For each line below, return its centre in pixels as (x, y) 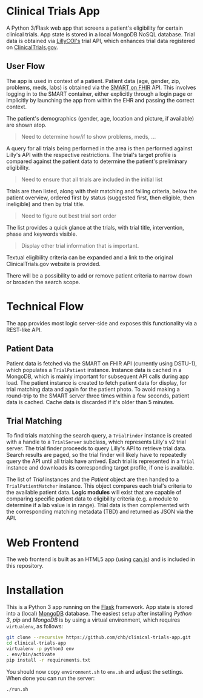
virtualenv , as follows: (35, 627)
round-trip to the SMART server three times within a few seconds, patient (98, 396)
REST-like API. (24, 330)
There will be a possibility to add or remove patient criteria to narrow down (99, 275)
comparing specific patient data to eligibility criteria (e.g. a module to (92, 499)
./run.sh (17, 689)
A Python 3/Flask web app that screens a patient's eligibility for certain (95, 28)
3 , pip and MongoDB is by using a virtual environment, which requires (93, 620)
